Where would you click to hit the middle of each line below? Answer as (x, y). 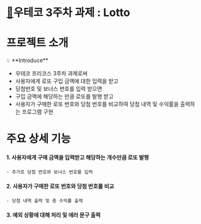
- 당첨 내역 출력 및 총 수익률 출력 (45, 201)
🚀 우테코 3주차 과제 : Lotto (68, 13)
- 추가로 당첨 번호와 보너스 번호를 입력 (50, 172)
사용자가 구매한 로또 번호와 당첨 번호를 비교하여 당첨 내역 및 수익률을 (97, 104)
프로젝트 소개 (37, 43)
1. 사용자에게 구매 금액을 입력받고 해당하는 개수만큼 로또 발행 (78, 157)
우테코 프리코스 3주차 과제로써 (51, 74)
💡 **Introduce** (27, 60)
